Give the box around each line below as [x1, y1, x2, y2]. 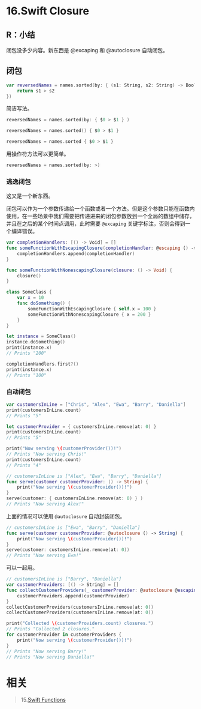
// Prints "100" [6, 372, 47, 378]
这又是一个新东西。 [6, 192, 54, 199]
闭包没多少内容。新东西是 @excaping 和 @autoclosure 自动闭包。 [6, 47, 169, 53]
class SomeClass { [6, 289, 52, 295]
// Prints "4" [6, 462, 42, 468]
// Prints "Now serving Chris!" [6, 451, 87, 457]
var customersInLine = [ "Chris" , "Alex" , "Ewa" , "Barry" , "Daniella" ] [6, 401, 186, 408]
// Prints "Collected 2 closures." [6, 626, 95, 632]
